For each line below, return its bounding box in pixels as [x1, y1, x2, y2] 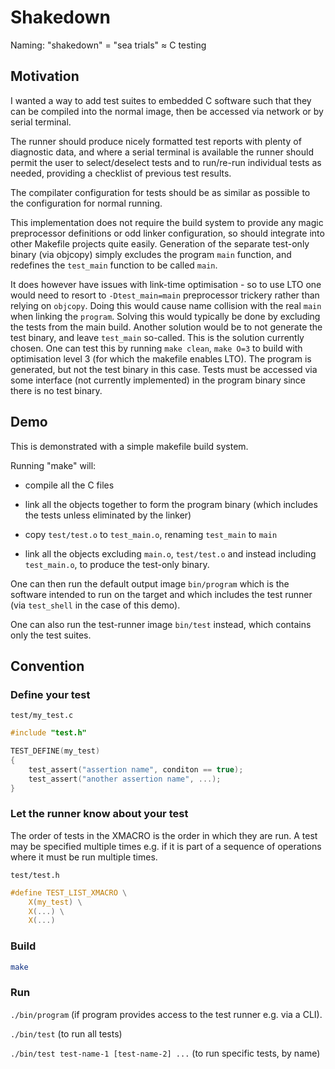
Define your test [10, 687, 91, 701]
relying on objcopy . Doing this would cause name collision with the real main [10, 299, 322, 311]
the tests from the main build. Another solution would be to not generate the [10, 321, 323, 333]
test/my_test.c [10, 711, 74, 721]
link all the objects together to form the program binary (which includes [24, 498, 318, 510]
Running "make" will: [10, 459, 97, 471]
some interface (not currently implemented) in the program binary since [10, 374, 306, 386]
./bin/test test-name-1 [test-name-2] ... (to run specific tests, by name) [10, 1047, 321, 1059]
